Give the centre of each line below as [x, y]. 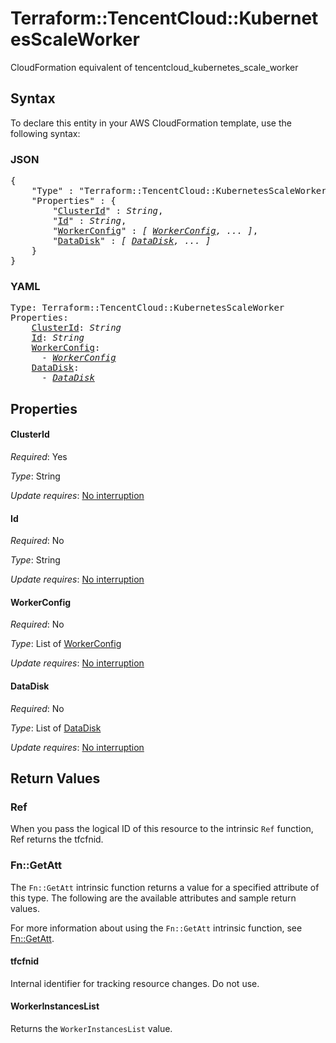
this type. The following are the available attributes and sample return [153, 898]
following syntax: [45, 133]
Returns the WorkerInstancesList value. [91, 1028]
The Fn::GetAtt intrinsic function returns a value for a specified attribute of [165, 887]
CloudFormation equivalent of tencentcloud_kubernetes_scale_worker [154, 67]
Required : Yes [39, 456]
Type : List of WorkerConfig [66, 644]
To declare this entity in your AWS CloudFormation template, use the [151, 123]
